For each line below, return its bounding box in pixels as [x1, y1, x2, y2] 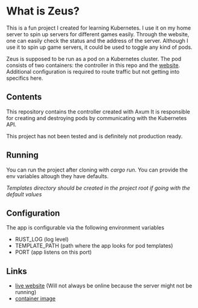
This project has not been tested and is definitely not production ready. [6, 132, 183, 140]
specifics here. [6, 74, 43, 82]
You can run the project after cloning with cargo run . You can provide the [6, 166, 188, 173]
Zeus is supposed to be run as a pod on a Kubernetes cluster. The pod [6, 55, 182, 62]
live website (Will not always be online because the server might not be [14, 282, 193, 289]
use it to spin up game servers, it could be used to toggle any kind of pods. [6, 43, 193, 51]
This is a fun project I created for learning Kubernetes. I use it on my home [6, 24, 191, 31]
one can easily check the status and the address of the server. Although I [6, 37, 188, 44]
